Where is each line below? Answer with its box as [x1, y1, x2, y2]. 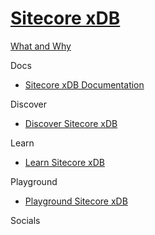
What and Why [10, 40, 72, 52]
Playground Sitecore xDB [24, 195, 128, 207]
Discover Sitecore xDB [24, 117, 118, 129]
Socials [10, 214, 41, 226]
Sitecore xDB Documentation [24, 78, 145, 91]
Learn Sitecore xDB [24, 156, 105, 168]
